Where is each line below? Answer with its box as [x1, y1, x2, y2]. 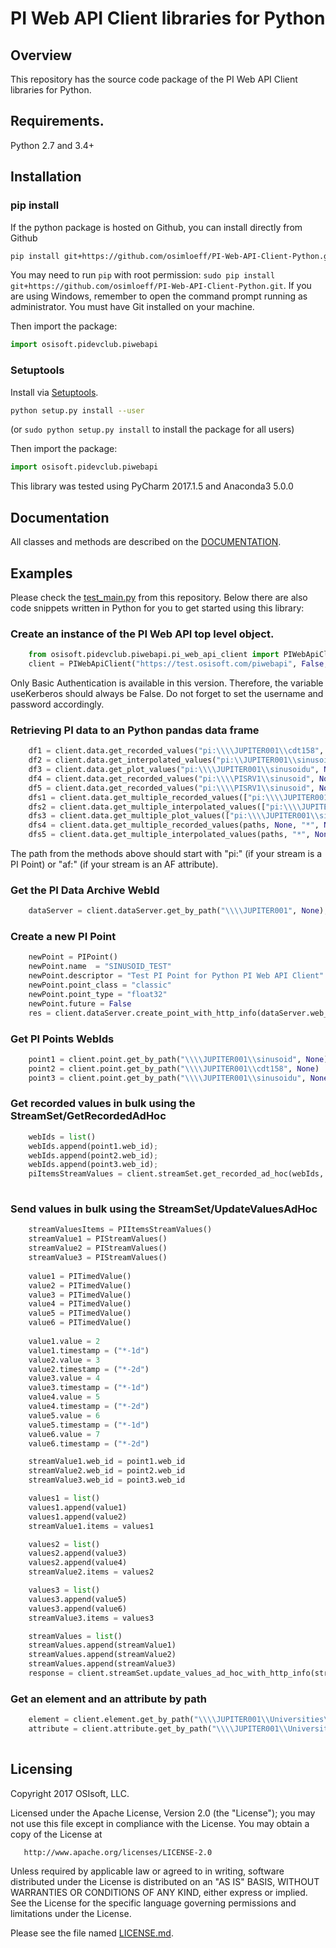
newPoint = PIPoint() [28, 952, 118, 962]
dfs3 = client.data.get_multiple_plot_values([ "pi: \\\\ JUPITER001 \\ [28, 811, 320, 821]
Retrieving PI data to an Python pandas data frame [10, 723, 260, 737]
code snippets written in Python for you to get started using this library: [10, 602, 305, 614]
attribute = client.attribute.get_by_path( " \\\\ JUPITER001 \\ [28, 1724, 288, 1734]
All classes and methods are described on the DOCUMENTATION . [10, 536, 282, 548]
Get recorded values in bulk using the [10, 1097, 196, 1111]
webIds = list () [28, 1132, 97, 1142]
